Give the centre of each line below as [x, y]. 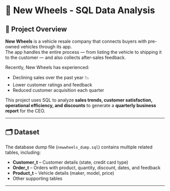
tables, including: [23, 152]
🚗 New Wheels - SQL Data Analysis [80, 10]
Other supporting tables [37, 178]
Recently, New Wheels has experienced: [47, 67]
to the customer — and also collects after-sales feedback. [66, 57]
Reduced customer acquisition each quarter [58, 90]
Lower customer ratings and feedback [52, 85]
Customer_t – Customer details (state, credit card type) [70, 162]
